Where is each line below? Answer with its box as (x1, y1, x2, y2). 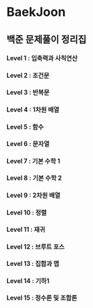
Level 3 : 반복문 (6, 88, 50, 97)
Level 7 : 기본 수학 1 (6, 156, 60, 165)
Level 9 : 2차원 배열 (6, 191, 60, 199)
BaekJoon (6, 4, 66, 20)
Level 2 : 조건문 (6, 71, 50, 80)
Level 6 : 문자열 (6, 140, 50, 148)
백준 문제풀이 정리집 (6, 33, 87, 45)
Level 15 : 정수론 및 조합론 (6, 293, 78, 302)
